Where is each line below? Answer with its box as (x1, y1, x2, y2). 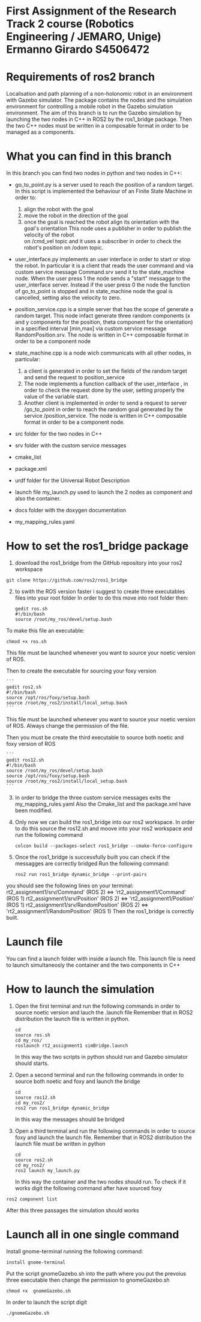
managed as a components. (6, 128, 75, 136)
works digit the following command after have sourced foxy (14, 1184, 162, 1191)
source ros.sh (14, 1032, 50, 1038)
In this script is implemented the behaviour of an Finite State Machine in (14, 188, 193, 195)
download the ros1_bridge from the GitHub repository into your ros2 (14, 559, 183, 566)
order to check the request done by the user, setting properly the (23, 386, 185, 394)
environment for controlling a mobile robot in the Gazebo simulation (6, 103, 173, 110)
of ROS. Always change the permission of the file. (6, 722, 129, 729)
